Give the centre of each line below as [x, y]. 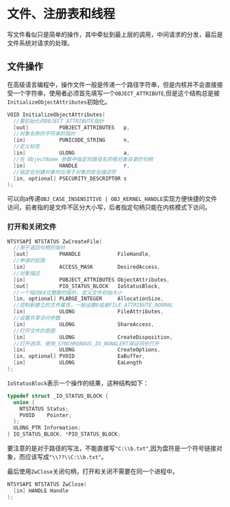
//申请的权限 [29, 261]
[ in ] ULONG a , [72, 153]
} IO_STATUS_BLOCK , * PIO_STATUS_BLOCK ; [64, 434]
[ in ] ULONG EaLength [78, 363]
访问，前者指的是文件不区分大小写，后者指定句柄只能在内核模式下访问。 [109, 207]
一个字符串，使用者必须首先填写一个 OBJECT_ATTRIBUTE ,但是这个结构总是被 [116, 93]
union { [24, 402]
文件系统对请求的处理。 [40, 43]
